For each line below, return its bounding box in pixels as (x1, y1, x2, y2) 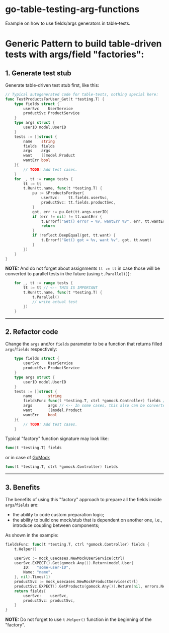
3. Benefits (5, 483, 40, 492)
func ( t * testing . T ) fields (5, 446, 62, 451)
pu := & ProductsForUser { (32, 190, 84, 196)
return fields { (14, 589, 46, 594)
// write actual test (32, 299, 78, 304)
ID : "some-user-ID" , (23, 565, 71, 570)
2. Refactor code (5, 327, 58, 336)
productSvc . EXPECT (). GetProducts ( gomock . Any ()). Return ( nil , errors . (14, 583, 161, 589)
